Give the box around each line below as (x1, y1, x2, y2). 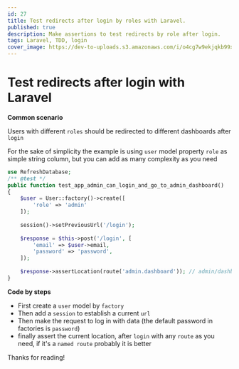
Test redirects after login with (7, 74, 185, 91)
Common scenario (7, 113, 63, 121)
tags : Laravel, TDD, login (7, 37, 87, 44)
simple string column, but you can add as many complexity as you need (7, 154, 218, 163)
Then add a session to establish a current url (17, 308, 151, 318)
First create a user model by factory (17, 301, 124, 310)
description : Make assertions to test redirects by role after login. (7, 30, 221, 38)
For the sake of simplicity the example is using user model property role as (7, 147, 228, 156)
